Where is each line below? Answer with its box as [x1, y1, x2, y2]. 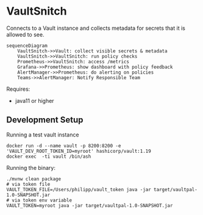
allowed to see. [6, 30, 45, 38]
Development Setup [6, 115, 84, 125]
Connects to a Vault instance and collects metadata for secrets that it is [6, 24, 186, 32]
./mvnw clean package [6, 175, 62, 182]
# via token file [6, 181, 51, 187]
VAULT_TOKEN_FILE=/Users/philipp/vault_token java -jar [6, 186, 151, 192]
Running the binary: [6, 164, 56, 171]
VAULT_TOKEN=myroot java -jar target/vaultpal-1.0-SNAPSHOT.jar [6, 202, 173, 208]
